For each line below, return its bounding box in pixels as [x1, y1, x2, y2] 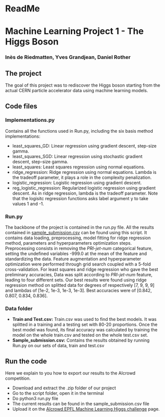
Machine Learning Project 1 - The [5, 26, 144, 37]
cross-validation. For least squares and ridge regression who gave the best [5, 266, 159, 272]
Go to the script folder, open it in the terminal [12, 390, 104, 396]
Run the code [5, 357, 47, 365]
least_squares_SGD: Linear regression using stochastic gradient [12, 153, 143, 159]
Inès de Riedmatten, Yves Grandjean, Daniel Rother [5, 54, 131, 61]
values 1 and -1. [12, 201, 45, 207]
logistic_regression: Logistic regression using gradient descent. [12, 179, 142, 186]
